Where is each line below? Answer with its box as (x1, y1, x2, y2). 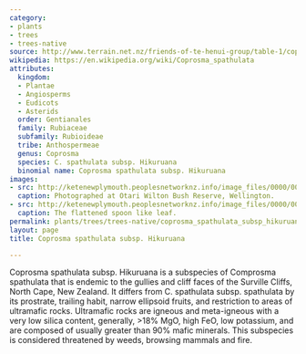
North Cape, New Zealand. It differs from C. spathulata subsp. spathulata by (9, 286, 295, 297)
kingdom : (17, 73, 51, 82)
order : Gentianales (17, 115, 92, 124)
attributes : (9, 65, 55, 74)
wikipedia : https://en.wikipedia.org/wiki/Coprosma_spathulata (9, 56, 255, 65)
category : (9, 13, 47, 23)
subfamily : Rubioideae (17, 132, 104, 141)
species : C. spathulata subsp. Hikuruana (17, 157, 178, 167)
